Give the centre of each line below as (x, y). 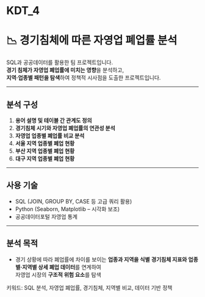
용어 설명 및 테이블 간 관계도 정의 (54, 120)
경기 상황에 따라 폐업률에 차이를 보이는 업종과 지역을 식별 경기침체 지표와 (101, 259)
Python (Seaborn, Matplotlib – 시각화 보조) (67, 209)
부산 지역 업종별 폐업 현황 (45, 151)
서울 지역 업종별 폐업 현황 (45, 143)
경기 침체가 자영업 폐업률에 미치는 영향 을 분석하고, (65, 70)
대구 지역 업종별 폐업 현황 (45, 158)
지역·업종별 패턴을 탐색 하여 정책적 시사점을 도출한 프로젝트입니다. (84, 78)
